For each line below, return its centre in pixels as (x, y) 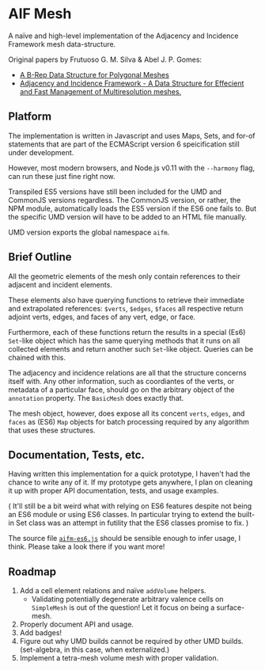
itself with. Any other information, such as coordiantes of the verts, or (121, 381)
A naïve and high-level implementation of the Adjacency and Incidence (123, 36)
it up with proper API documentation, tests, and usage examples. (114, 491)
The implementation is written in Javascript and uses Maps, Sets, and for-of (132, 135)
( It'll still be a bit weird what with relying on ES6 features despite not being (130, 506)
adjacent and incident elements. (61, 284)
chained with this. (37, 357)
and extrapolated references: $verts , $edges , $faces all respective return (126, 308)
